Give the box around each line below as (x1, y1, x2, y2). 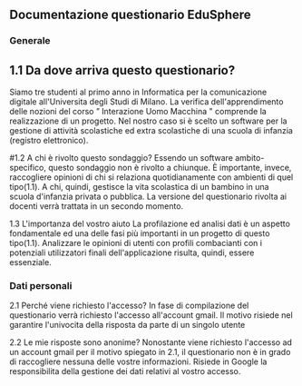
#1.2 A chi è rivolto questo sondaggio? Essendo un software (9, 153, 234, 163)
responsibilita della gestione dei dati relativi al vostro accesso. (9, 366, 241, 377)
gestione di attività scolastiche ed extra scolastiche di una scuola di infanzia (9, 125, 293, 136)
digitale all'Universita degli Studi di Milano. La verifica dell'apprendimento (9, 96, 284, 107)
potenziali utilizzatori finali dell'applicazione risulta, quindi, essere (9, 247, 255, 258)
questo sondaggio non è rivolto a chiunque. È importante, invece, (48, 163, 292, 173)
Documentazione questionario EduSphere (9, 7, 251, 23)
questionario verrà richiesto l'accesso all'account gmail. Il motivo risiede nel (9, 310, 293, 321)
